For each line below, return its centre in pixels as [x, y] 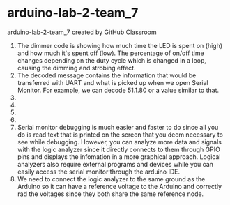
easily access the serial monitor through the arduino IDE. [98, 172]
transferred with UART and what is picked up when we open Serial [113, 82]
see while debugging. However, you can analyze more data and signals [119, 142]
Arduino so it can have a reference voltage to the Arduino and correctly [119, 186]
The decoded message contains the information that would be [107, 75]
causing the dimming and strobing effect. [76, 68]
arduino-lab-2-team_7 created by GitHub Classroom [82, 32]
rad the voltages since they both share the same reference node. [110, 194]
